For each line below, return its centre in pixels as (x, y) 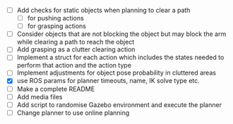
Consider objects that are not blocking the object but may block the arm (121, 34)
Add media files (40, 97)
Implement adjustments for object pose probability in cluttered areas (116, 73)
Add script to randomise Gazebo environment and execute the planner (119, 104)
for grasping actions (56, 26)
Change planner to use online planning (73, 113)
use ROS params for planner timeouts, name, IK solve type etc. (108, 81)
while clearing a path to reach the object (76, 42)
